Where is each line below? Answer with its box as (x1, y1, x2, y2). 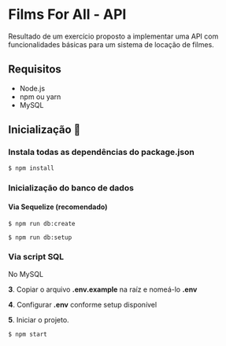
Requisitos (8, 63, 61, 76)
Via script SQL (8, 252, 65, 263)
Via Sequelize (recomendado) (8, 202, 108, 212)
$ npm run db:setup (8, 234, 72, 241)
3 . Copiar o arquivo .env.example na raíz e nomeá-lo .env (8, 285, 198, 294)
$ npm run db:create (8, 219, 76, 227)
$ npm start (8, 330, 47, 338)
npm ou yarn (19, 92, 61, 101)
